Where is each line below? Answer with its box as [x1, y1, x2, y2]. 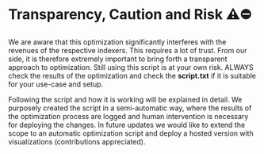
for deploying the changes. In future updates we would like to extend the [8, 120, 246, 129]
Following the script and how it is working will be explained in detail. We [8, 94, 243, 104]
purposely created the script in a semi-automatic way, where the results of [8, 103, 252, 113]
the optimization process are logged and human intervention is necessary [8, 111, 249, 121]
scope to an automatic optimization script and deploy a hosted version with [8, 128, 254, 138]
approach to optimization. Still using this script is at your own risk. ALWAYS [8, 62, 254, 71]
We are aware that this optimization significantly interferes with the [8, 37, 227, 47]
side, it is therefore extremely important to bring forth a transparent [8, 54, 228, 64]
